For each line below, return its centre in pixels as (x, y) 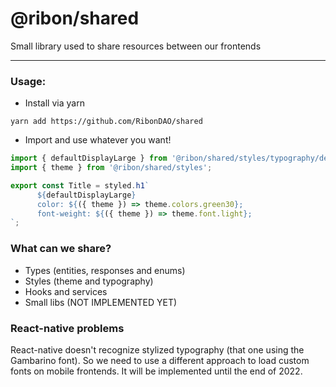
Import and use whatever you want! (98, 140)
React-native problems (67, 328)
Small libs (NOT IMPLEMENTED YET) (101, 302)
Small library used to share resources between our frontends (136, 46)
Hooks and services (66, 291)
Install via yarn (54, 103)
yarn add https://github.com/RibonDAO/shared (106, 122)
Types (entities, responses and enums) (105, 270)
